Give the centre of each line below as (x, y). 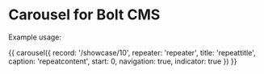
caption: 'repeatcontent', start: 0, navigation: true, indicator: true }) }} (123, 61)
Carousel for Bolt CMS (84, 15)
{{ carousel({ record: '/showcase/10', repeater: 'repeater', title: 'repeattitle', (132, 52)
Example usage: (35, 37)
